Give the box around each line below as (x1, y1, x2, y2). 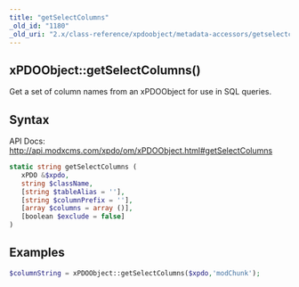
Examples (9, 245, 65, 260)
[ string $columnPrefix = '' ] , (20, 195, 133, 205)
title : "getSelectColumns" (9, 12, 109, 22)
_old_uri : (9, 29, 46, 38)
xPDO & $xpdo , (20, 170, 69, 179)
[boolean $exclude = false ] (20, 212, 125, 221)
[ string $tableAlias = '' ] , (20, 187, 125, 196)
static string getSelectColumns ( (9, 162, 138, 171)
